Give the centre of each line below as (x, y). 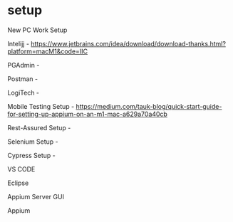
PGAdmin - (24, 65)
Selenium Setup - (33, 142)
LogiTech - (24, 92)
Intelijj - (19, 43)
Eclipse (18, 183)
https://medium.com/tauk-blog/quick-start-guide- (149, 106)
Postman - (23, 79)
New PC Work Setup (37, 30)
